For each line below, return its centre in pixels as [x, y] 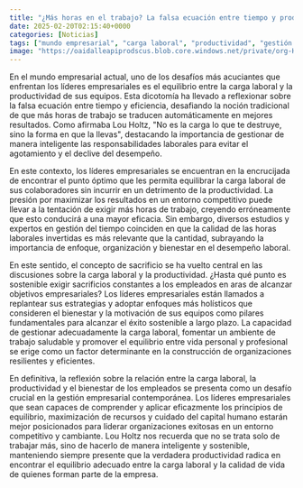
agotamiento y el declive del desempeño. [86, 153]
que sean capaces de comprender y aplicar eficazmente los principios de [146, 408]
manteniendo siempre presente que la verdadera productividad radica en [145, 456]
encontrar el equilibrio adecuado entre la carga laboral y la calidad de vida [147, 465]
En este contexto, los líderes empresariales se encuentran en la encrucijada [150, 171]
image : [22, 51]
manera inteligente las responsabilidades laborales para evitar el [129, 144]
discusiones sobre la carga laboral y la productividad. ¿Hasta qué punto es [148, 275]
